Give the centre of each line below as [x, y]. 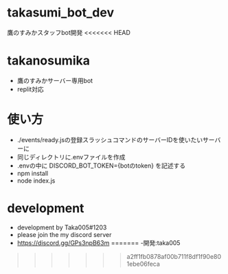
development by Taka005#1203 [62, 227]
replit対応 [30, 89]
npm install [33, 173]
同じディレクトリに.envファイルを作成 [71, 157]
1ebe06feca [143, 264]
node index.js [36, 181]
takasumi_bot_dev [61, 13]
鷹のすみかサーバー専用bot [55, 80]
